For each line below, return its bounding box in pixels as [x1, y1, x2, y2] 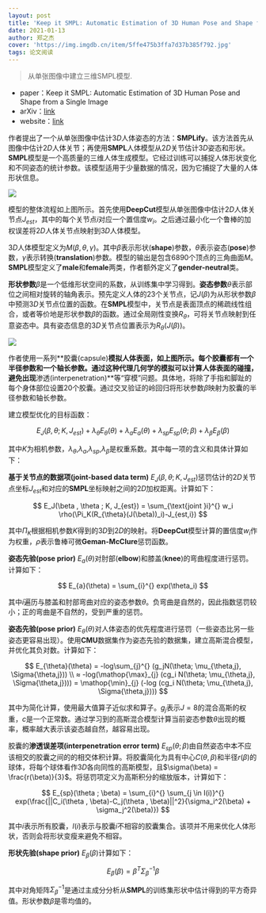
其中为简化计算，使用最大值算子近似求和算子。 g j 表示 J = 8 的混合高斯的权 [8, 703, 247, 714]
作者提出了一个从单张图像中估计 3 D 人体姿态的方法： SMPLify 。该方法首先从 [8, 133, 254, 143]
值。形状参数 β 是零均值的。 [8, 896, 97, 906]
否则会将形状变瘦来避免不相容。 [21, 831, 127, 841]
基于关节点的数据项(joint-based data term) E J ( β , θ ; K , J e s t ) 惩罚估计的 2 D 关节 [8, 472, 256, 484]
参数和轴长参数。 [14, 393, 71, 403]
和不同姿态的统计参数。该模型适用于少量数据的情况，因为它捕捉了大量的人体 [8, 163, 258, 172]
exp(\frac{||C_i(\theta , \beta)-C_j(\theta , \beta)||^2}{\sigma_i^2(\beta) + [14, 796, 252, 806]
